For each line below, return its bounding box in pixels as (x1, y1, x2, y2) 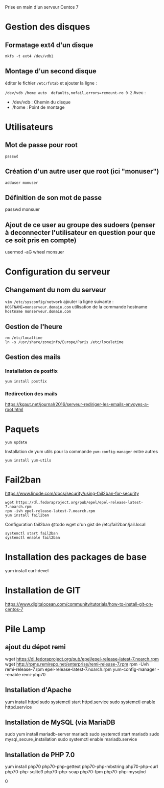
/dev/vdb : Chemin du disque (12, 99, 71, 105)
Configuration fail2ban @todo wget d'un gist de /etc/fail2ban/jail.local (5, 521, 146, 527)
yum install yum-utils (5, 458, 51, 463)
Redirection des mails (5, 390, 58, 397)
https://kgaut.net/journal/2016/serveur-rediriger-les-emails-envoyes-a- (5, 402, 149, 407)
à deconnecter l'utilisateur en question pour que (5, 228, 156, 237)
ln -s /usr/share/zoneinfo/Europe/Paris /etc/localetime (5, 340, 124, 345)
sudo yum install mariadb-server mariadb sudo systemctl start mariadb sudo (5, 731, 160, 737)
